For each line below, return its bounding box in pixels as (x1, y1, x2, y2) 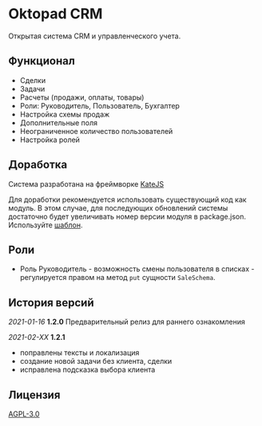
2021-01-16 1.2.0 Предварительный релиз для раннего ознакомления (8, 317, 245, 327)
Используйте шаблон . (8, 220, 83, 230)
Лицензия (8, 388, 61, 401)
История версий (8, 296, 94, 310)
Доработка (8, 158, 68, 172)
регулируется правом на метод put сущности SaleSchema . (19, 273, 216, 282)
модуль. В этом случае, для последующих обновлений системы (8, 203, 228, 212)
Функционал (8, 54, 76, 68)
